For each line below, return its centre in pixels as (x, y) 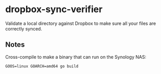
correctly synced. (24, 28)
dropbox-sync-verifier (54, 9)
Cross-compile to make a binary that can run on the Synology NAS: (76, 57)
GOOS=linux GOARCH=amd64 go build (42, 66)
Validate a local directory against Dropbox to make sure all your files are (81, 23)
